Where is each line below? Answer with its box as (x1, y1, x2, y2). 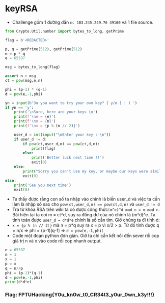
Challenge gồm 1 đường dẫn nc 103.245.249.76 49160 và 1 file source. (12, 19, 154, 25)
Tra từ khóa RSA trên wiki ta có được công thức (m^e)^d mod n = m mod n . (12, 206, 160, 212)
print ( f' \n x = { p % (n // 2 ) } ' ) (14, 124, 80, 129)
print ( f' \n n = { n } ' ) (14, 119, 56, 124)
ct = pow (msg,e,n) (5, 78, 43, 83)
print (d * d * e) (5, 279, 32, 285)
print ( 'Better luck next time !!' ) (31, 155, 105, 160)
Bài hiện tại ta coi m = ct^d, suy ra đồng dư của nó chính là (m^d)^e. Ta (12, 212, 156, 218)
